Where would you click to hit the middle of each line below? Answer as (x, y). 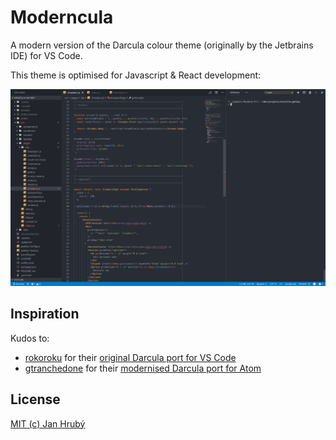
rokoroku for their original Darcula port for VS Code (130, 357)
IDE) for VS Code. (46, 55)
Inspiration (45, 314)
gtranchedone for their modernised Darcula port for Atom (143, 368)
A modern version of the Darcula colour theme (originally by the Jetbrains (162, 45)
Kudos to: (30, 338)
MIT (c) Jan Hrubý (48, 423)
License (35, 399)
